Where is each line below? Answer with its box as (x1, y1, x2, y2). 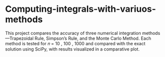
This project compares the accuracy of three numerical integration (5, 30, 142, 36)
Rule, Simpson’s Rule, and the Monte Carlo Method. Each (34, 35, 152, 41)
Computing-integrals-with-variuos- (5, 3, 157, 15)
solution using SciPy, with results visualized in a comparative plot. (5, 46, 140, 52)
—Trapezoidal (5, 35, 34, 41)
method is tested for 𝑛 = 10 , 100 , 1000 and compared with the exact (5, 40, 146, 46)
